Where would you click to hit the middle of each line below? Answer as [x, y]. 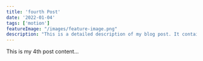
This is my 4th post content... [43, 51]
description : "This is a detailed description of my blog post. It [93, 34]
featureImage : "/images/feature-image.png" [62, 29]
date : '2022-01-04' [31, 18]
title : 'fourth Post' [34, 12]
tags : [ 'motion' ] [28, 23]
